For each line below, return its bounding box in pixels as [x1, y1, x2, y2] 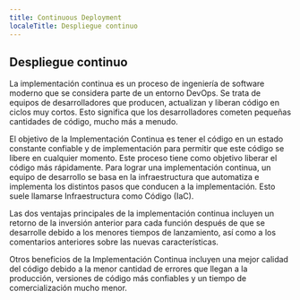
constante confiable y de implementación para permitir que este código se [9, 143, 285, 154]
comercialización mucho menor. [9, 283, 128, 294]
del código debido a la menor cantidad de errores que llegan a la [9, 263, 248, 274]
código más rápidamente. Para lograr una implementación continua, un [9, 162, 271, 173]
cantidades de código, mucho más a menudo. [9, 116, 179, 127]
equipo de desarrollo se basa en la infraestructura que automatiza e [9, 172, 260, 183]
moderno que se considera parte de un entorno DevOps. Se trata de [9, 88, 261, 99]
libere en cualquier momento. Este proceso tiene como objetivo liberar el [9, 153, 278, 164]
